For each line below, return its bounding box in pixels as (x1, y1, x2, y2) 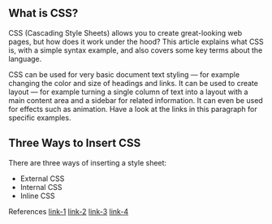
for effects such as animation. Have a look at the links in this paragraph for (8, 104, 257, 114)
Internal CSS (19, 182, 63, 192)
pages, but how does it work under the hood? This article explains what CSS (8, 37, 264, 46)
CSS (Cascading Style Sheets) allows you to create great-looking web (8, 28, 242, 37)
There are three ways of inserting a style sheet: (8, 157, 167, 167)
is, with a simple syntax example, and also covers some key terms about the (8, 45, 263, 55)
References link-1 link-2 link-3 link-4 (8, 206, 129, 216)
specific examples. (8, 113, 71, 123)
